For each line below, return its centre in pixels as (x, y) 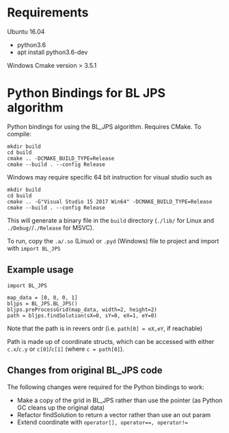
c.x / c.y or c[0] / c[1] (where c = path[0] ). (66, 349)
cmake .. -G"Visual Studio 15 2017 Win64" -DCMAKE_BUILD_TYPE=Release (110, 201)
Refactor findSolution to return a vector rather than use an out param (114, 415)
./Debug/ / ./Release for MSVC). (51, 227)
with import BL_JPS (34, 248)
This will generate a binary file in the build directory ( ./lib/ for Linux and (110, 220)
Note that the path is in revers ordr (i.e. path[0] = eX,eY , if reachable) (105, 328)
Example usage (40, 270)
